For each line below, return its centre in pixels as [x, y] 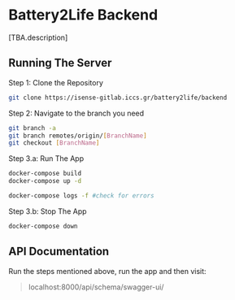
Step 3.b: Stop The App [48, 211]
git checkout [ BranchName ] [54, 143]
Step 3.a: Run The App [46, 159]
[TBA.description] [38, 37]
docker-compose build [45, 174]
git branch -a [33, 128]
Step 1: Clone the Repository [56, 82]
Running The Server [60, 63]
